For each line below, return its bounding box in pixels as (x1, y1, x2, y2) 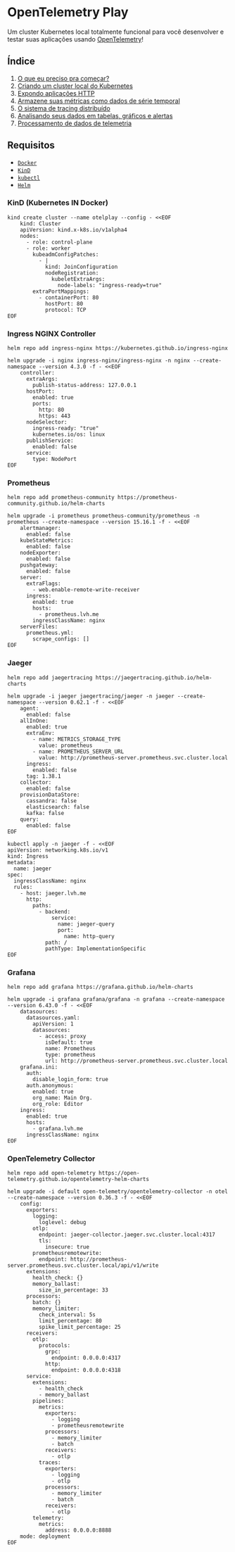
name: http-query (63, 933, 115, 940)
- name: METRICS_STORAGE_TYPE (32, 736, 121, 743)
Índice (7, 56, 35, 68)
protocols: (38, 1342, 71, 1349)
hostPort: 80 (44, 300, 83, 307)
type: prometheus (44, 1052, 96, 1059)
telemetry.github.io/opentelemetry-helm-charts (7, 1176, 150, 1183)
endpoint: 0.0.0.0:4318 (51, 1367, 121, 1374)
